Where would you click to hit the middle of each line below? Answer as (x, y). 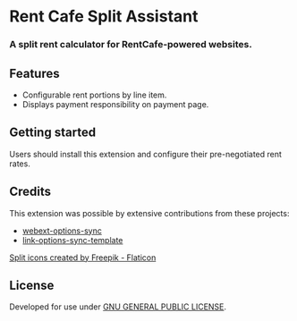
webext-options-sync (62, 231)
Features (34, 73)
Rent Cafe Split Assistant (104, 17)
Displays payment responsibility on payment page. (115, 104)
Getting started (53, 133)
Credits (30, 192)
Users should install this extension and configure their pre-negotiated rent (145, 154)
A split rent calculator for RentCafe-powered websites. (131, 45)
